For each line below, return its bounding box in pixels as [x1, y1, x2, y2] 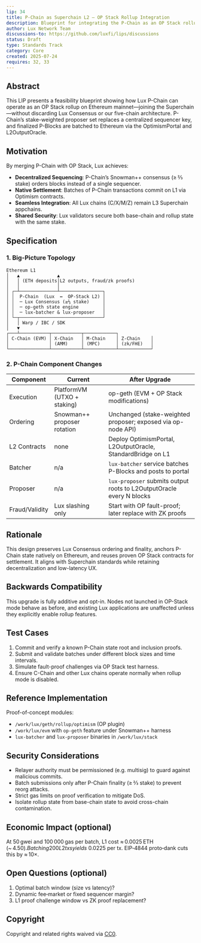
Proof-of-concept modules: [6, 709, 74, 716]
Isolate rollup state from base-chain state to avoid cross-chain [14, 799, 169, 806]
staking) [54, 400, 78, 409]
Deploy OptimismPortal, [108, 435, 175, 444]
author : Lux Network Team [6, 25, 71, 32]
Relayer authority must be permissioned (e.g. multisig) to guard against [14, 767, 190, 774]
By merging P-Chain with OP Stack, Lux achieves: [6, 162, 129, 170]
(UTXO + [54, 393, 79, 402]
